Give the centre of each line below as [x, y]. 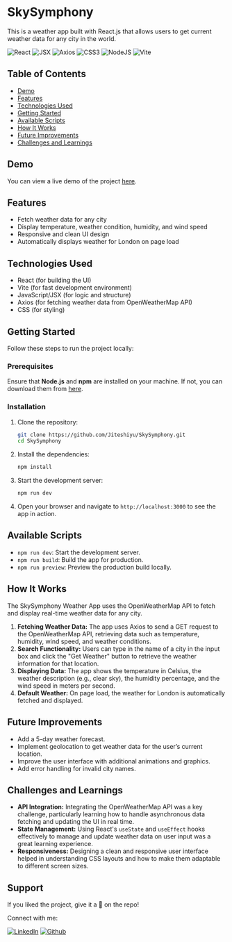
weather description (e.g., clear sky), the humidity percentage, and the [118, 678]
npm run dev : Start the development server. [78, 552]
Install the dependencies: [53, 454]
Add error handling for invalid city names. [77, 768]
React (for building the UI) [54, 280]
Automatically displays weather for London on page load [98, 242]
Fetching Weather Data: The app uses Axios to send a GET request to [118, 627]
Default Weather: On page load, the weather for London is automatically [121, 693]
